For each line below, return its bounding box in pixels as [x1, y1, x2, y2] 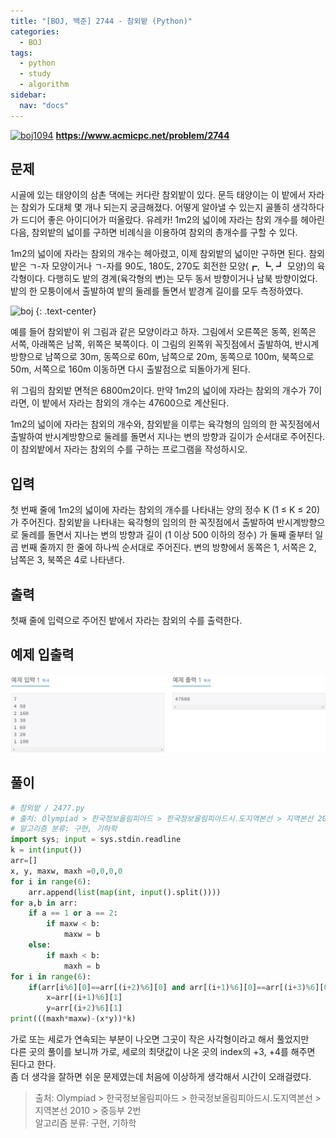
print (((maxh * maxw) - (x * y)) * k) [10, 1014, 137, 1024]
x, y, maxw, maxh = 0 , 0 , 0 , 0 [10, 866, 123, 876]
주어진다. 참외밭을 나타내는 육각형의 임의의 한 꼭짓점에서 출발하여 [20, 516, 275, 529]
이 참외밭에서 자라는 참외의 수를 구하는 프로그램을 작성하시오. [10, 443, 248, 455]
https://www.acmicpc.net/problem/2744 [55, 129, 230, 141]
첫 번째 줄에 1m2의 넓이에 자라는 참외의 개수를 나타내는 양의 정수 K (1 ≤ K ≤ [10, 504, 304, 516]
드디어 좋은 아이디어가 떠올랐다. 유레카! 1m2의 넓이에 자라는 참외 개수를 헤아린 [20, 214, 325, 226]
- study [19, 69, 52, 79]
